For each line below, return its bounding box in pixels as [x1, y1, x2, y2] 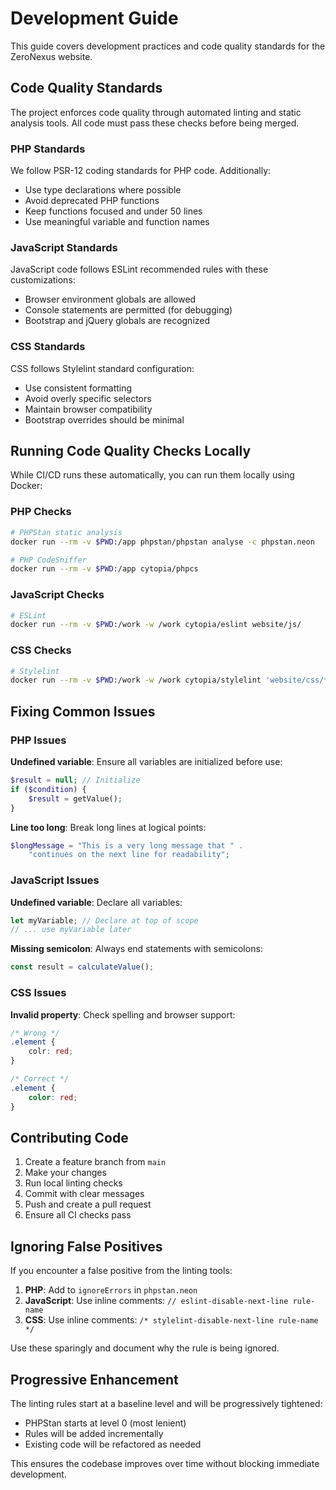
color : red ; [28, 1092, 78, 1102]
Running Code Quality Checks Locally [10, 443, 252, 460]
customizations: [10, 274, 76, 286]
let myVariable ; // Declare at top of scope [10, 915, 199, 926]
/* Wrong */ [10, 1028, 60, 1038]
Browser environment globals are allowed [24, 293, 197, 306]
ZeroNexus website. [10, 50, 93, 62]
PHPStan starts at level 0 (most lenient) [24, 1417, 187, 1429]
